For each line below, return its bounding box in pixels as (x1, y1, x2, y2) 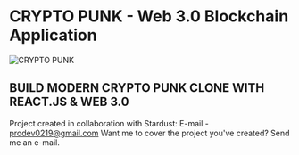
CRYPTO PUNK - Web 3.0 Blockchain (9, 6, 289, 27)
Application (9, 25, 97, 45)
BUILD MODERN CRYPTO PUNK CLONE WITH (9, 80, 265, 95)
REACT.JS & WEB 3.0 (9, 94, 129, 110)
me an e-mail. (9, 136, 60, 148)
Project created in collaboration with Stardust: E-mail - (9, 118, 210, 128)
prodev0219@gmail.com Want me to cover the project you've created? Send (9, 127, 290, 138)
